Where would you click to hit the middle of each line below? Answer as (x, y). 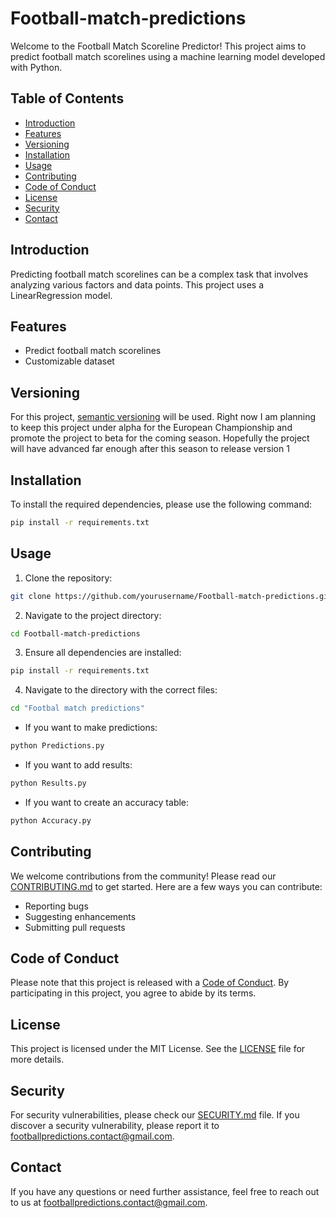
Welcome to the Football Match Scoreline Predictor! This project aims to (158, 46)
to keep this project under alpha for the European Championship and (151, 428)
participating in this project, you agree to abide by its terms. (133, 993)
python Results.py (48, 783)
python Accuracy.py (51, 820)
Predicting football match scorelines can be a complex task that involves (159, 274)
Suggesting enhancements (80, 916)
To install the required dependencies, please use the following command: (161, 504)
